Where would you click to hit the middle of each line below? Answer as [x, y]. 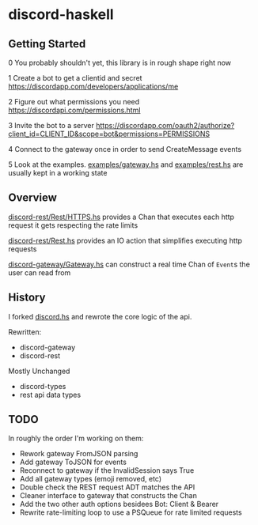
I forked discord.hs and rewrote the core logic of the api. [100, 316]
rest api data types [50, 395]
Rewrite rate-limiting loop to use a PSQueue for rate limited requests [131, 512]
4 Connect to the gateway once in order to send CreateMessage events [125, 149]
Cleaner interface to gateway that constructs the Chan [108, 496]
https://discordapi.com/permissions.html [74, 110]
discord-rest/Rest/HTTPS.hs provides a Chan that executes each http [121, 217]
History [27, 298]
